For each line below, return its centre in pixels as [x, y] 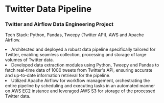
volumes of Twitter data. [30, 60]
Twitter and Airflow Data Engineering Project [59, 24]
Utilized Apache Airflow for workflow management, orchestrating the [81, 81]
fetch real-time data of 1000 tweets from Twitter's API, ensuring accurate [79, 70]
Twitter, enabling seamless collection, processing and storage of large [76, 55]
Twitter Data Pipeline [48, 9]
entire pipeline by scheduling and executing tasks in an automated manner [80, 86]
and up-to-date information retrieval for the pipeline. [58, 75]
